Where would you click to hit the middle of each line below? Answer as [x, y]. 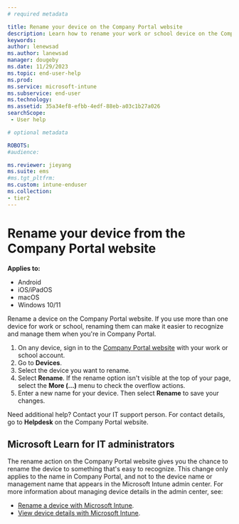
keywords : [22, 40]
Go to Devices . [40, 363]
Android [29, 282]
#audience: [23, 152]
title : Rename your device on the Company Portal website [95, 27]
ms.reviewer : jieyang [39, 165]
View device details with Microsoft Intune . [79, 513]
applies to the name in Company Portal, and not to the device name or [110, 477]
